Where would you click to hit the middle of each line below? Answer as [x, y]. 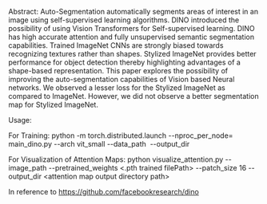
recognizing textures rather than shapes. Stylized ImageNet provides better [133, 54]
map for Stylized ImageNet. [53, 104]
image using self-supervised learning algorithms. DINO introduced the [124, 20]
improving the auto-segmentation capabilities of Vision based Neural [122, 79]
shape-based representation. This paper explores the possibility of [118, 71]
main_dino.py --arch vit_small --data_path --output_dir [99, 144]
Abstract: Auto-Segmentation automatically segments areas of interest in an [133, 12]
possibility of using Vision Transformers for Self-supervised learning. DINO [132, 28]
